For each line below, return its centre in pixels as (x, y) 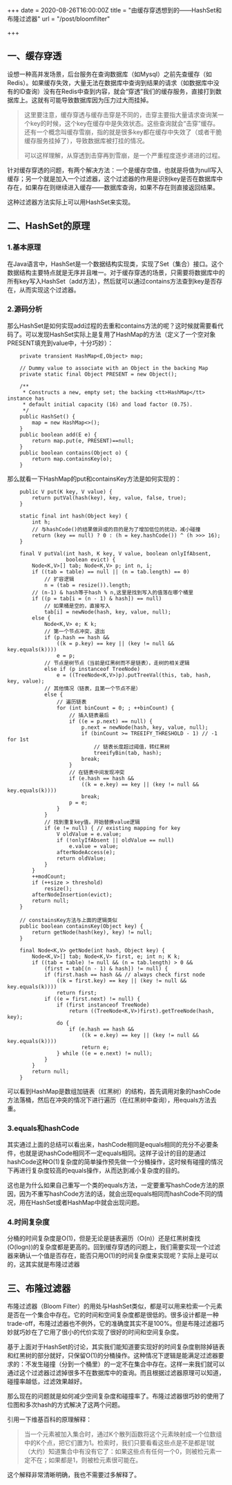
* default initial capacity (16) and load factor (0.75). (108, 404)
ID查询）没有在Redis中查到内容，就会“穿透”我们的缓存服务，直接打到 (117, 91)
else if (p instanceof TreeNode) (92, 669)
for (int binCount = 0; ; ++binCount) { (115, 708)
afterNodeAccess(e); (86, 852)
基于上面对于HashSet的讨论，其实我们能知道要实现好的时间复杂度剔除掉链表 (116, 1347)
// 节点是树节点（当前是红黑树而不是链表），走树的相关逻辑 (117, 663)
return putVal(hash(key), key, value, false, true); (109, 498)
